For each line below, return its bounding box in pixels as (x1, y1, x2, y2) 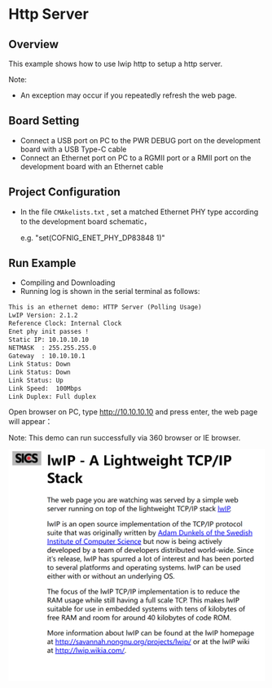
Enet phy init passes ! (8, 327, 90, 336)
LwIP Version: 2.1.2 (8, 311, 79, 320)
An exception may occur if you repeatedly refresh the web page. (20, 90, 238, 100)
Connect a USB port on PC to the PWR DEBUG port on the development (20, 135, 261, 145)
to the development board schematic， (20, 217, 151, 226)
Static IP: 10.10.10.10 (8, 335, 90, 344)
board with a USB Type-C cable (20, 144, 127, 154)
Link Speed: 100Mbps (8, 384, 82, 393)
